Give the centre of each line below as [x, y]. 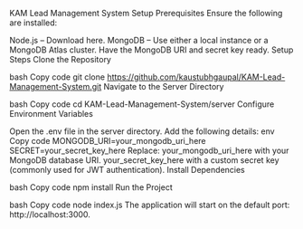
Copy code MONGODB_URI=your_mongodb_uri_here [108, 141]
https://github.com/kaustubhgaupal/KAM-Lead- [196, 77]
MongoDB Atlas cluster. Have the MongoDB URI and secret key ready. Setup [151, 50]
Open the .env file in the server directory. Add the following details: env [142, 131]
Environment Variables [51, 114]
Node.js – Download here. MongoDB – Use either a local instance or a [139, 40]
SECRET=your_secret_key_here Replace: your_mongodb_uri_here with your [149, 150]
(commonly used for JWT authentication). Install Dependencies [128, 170]
